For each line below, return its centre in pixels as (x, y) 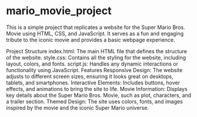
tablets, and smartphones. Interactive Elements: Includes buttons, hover (93, 82)
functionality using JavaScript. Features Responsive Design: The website (94, 70)
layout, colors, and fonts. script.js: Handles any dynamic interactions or (92, 64)
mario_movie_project (59, 11)
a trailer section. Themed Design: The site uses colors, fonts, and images (95, 101)
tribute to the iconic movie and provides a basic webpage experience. (91, 40)
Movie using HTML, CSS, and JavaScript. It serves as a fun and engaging (95, 33)
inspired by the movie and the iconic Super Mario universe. (77, 108)
